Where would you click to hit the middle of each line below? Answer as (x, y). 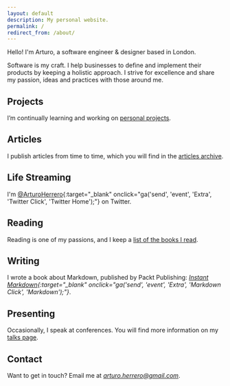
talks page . (23, 337)
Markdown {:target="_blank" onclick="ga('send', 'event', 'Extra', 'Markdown (114, 285)
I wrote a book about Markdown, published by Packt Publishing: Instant (108, 278)
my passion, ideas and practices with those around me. (85, 80)
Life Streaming (39, 178)
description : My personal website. (58, 20)
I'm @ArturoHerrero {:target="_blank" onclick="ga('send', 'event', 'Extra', (110, 194)
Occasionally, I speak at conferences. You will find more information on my (113, 330)
